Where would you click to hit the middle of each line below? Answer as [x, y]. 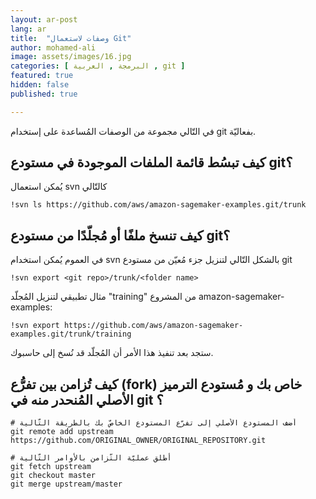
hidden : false [40, 85]
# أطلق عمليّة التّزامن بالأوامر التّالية [91, 458]
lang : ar [28, 29]
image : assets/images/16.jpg [71, 57]
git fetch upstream [51, 467]
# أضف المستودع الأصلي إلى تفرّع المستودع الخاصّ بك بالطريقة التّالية [154, 423]
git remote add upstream [62, 432]
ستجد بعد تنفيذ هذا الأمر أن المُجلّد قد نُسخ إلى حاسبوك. [112, 353]
